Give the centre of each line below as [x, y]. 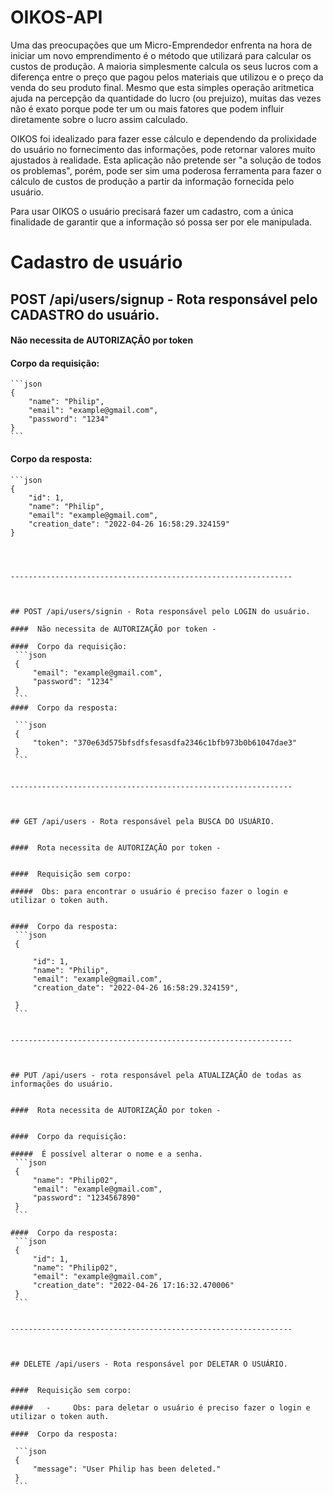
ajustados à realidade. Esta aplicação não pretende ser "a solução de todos [166, 160]
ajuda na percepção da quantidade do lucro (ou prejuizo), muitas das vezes [166, 98]
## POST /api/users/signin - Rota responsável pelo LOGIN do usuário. [160, 611]
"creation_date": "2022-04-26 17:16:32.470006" [133, 1285]
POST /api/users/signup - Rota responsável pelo [164, 299]
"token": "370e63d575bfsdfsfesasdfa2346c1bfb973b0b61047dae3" [165, 742]
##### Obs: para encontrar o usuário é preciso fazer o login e [149, 891]
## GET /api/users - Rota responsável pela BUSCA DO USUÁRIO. [142, 821]
